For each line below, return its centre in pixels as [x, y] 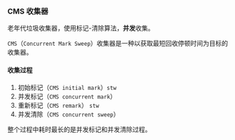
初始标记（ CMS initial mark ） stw [67, 87]
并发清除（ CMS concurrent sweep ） [69, 114]
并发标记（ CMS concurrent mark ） [67, 96]
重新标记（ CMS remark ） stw [58, 105]
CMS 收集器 [28, 11]
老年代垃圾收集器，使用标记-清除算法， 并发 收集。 [81, 28]
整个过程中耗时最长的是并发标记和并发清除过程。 [79, 129]
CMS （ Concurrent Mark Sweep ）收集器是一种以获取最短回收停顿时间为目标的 [118, 44]
